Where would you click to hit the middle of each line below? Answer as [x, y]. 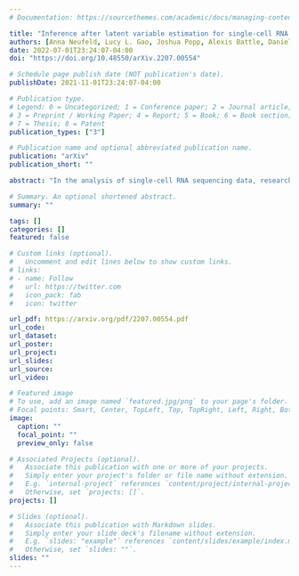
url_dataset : [33, 336]
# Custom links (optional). [61, 254]
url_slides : [31, 361]
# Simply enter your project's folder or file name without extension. [149, 476]
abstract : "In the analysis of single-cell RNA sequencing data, [133, 181]
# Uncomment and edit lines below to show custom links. [121, 262]
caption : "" [40, 426]
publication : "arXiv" [49, 157]
